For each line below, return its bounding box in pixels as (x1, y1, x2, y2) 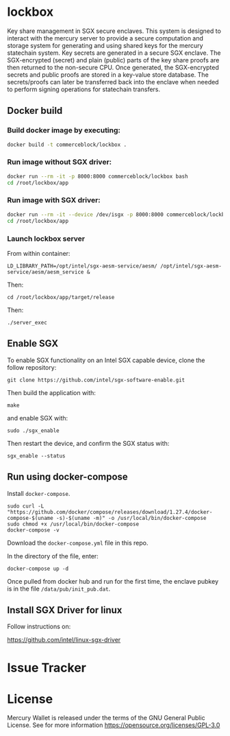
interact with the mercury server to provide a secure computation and (7, 34, 204, 42)
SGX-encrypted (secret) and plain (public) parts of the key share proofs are (7, 56, 220, 64)
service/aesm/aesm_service (7, 268, 84, 275)
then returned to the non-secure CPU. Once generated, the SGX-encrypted (7, 63, 219, 71)
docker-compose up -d (7, 565, 69, 572)
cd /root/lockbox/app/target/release (7, 294, 115, 300)
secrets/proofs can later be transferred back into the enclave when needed (7, 78, 219, 86)
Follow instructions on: (7, 622, 71, 631)
